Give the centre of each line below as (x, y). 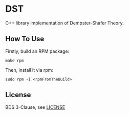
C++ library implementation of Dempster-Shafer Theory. (64, 23)
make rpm (15, 61)
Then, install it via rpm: (29, 70)
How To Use (25, 39)
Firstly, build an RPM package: (37, 51)
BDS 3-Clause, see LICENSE (35, 107)
